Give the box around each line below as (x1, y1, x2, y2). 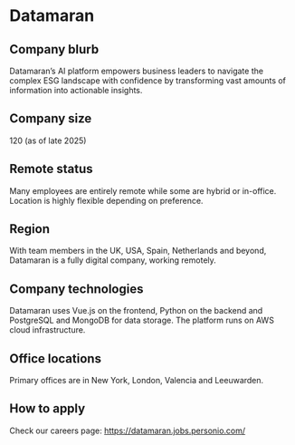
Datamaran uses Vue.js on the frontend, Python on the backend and (9, 305, 263, 316)
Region (9, 221, 50, 237)
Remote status (9, 161, 93, 177)
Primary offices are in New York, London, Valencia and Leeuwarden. (9, 375, 264, 386)
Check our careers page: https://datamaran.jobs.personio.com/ (9, 425, 246, 436)
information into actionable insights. (9, 85, 143, 95)
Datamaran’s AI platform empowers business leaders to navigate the (9, 65, 264, 76)
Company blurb (9, 42, 100, 57)
